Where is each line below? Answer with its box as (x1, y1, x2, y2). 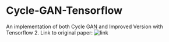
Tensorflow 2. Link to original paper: (6, 29, 93, 36)
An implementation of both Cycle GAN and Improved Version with (6, 23, 163, 30)
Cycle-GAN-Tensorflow (6, 4, 123, 17)
